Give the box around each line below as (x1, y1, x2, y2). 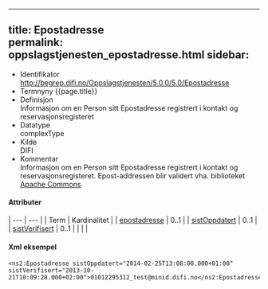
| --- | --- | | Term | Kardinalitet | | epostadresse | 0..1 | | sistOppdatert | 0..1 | (8, 216, 258, 225)
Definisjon (19, 95, 53, 104)
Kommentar (19, 154, 58, 163)
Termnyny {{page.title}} (19, 86, 98, 96)
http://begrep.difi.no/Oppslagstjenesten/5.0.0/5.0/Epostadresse (19, 77, 230, 88)
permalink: (8, 36, 64, 49)
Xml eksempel (8, 242, 57, 252)
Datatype (19, 120, 50, 130)
